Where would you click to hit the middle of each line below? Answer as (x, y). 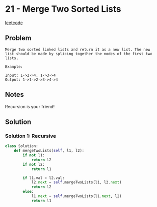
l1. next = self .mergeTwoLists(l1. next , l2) (76, 196)
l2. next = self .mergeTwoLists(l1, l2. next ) (76, 182)
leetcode (14, 23)
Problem (18, 38)
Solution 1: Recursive (31, 136)
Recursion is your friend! (30, 106)
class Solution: (22, 146)
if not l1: (34, 155)
